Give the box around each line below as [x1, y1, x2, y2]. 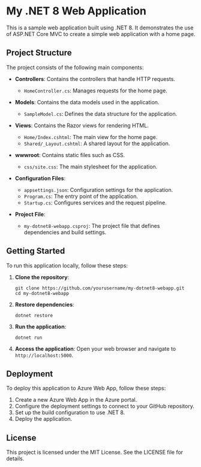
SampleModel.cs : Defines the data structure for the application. [23, 110, 178, 117]
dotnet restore [14, 312, 53, 318]
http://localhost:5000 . [14, 351, 74, 358]
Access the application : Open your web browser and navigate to [14, 345, 176, 352]
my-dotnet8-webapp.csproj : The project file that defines [23, 222, 160, 229]
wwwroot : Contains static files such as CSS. [14, 151, 125, 158]
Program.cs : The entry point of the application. [23, 192, 138, 200]
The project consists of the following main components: [6, 64, 144, 71]
